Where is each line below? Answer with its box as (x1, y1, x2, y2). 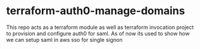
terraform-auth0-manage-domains (6, 4, 186, 18)
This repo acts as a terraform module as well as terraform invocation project (6, 24, 194, 31)
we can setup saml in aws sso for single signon (6, 36, 123, 43)
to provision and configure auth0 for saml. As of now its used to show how (6, 30, 190, 37)
